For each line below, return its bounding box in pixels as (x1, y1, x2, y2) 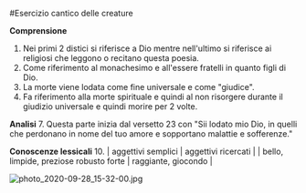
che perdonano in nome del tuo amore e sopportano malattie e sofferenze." (9, 128, 293, 139)
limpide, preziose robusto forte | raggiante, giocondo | (9, 156, 213, 167)
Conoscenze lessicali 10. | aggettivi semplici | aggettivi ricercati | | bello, (9, 146, 284, 157)
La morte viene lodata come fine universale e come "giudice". (22, 82, 255, 92)
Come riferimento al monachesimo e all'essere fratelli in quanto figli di (22, 63, 286, 73)
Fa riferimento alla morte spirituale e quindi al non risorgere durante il (22, 91, 283, 102)
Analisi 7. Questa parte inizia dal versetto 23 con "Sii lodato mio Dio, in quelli (9, 118, 298, 129)
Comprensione (9, 25, 68, 36)
